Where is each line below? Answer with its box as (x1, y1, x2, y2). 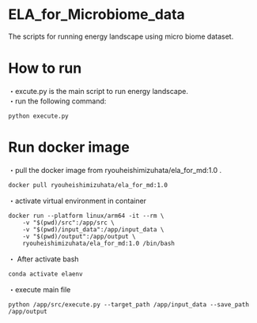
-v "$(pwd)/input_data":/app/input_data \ (22, 225, 164, 234)
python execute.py (8, 112, 69, 120)
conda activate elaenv (8, 270, 83, 278)
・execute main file (8, 284, 71, 294)
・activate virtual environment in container (8, 196, 147, 205)
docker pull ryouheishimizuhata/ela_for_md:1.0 (8, 181, 168, 189)
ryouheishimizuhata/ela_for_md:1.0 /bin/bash (22, 239, 176, 247)
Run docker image (8, 138, 130, 156)
